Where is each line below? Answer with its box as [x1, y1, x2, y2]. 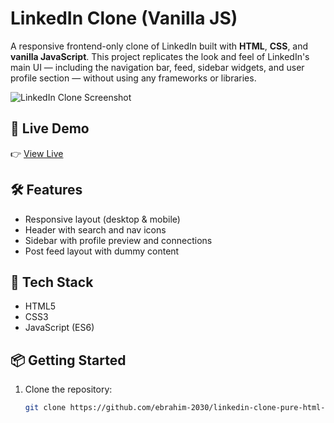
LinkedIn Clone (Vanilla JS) [10, 7, 238, 30]
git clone [24, 403, 67, 413]
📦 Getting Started [10, 352, 127, 369]
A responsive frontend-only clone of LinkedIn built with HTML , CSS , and [10, 40, 309, 52]
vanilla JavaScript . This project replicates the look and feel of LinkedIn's [10, 50, 310, 62]
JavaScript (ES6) [24, 322, 95, 334]
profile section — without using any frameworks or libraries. [10, 72, 257, 84]
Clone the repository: [24, 383, 113, 396]
